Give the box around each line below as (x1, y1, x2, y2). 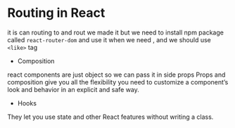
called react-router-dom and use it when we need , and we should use (7, 35, 211, 44)
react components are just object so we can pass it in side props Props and (7, 70, 226, 79)
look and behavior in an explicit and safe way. (7, 85, 139, 94)
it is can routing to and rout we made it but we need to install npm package (7, 28, 224, 37)
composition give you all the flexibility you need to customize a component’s (7, 77, 229, 86)
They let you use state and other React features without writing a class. (7, 113, 214, 121)
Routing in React (7, 5, 106, 21)
